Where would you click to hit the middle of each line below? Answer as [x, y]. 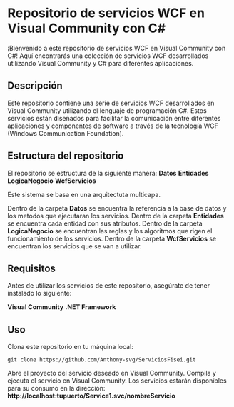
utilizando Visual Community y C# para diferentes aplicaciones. [101, 63]
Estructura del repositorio [66, 156]
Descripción [35, 86]
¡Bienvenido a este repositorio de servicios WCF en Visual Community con [117, 48]
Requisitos [31, 268]
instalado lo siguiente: [40, 293]
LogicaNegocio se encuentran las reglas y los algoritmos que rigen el [110, 231]
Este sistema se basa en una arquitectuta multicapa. [84, 194]
